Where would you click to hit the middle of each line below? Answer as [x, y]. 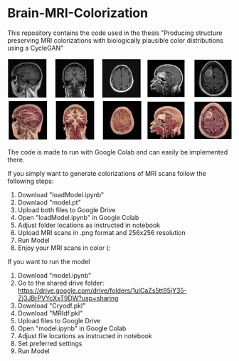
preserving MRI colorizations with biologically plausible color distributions [116, 40]
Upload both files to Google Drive [67, 210]
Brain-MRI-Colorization [78, 13]
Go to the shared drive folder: [61, 283]
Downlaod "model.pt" [49, 202]
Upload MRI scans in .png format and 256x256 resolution [102, 232]
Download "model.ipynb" [54, 275]
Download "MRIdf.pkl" [50, 313]
